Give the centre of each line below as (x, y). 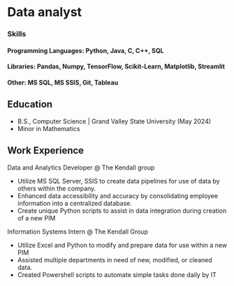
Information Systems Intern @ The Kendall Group (78, 232)
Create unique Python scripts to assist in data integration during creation (122, 211)
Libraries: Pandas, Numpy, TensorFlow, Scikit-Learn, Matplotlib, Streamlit (116, 66)
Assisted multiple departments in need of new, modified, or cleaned (115, 259)
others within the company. (57, 188)
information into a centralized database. (75, 203)
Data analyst (45, 12)
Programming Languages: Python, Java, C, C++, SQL (86, 50)
